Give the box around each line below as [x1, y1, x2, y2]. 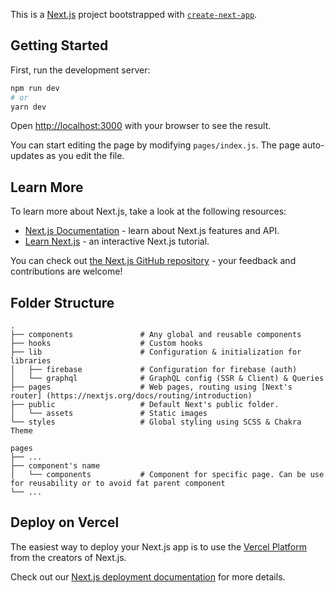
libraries [10, 356, 52, 366]
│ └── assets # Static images [10, 409, 208, 419]
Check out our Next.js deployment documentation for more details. [10, 570, 286, 583]
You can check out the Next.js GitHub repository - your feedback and [10, 255, 297, 267]
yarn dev [10, 102, 47, 112]
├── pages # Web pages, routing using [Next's [10, 382, 293, 393]
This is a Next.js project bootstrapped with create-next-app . [10, 9, 258, 20]
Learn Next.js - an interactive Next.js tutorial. [24, 235, 210, 248]
